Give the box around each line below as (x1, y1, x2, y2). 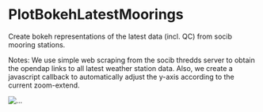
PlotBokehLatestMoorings (8, 6, 184, 24)
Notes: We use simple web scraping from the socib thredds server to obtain (8, 55, 256, 65)
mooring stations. (8, 39, 66, 49)
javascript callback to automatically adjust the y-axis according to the (8, 72, 235, 81)
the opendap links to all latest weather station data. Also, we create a (8, 63, 234, 73)
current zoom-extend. (8, 80, 81, 90)
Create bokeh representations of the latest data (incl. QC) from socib (8, 32, 232, 41)
